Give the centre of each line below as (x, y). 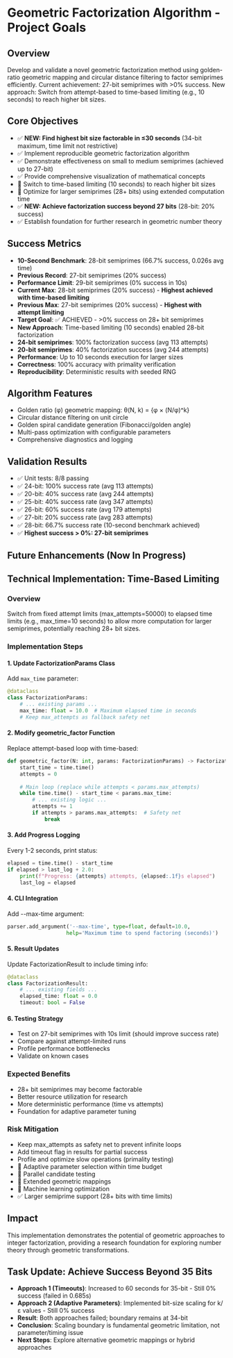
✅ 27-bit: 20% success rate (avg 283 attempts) (85, 517)
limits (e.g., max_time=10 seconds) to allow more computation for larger (110, 621)
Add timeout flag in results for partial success (82, 1152)
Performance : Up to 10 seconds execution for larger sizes (100, 357)
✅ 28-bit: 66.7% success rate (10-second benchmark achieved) (109, 525)
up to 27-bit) (35, 169)
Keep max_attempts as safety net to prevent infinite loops (99, 1144)
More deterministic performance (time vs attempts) (90, 1104)
